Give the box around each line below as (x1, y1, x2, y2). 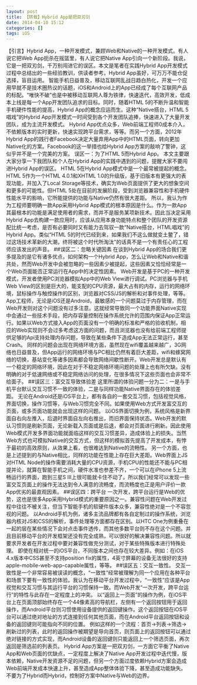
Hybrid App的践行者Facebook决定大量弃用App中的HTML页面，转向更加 (6, 136, 180, 143)
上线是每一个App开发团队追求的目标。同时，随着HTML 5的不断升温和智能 (11, 99, 189, 106)
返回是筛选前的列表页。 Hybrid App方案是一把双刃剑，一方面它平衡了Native (6, 643, 189, 650)
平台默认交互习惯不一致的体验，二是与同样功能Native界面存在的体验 (11, 386, 176, 393)
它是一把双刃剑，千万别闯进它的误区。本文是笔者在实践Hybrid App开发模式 (6, 62, 188, 69)
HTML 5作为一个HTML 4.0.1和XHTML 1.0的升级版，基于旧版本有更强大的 (6, 172, 182, 179)
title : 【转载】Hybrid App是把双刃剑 (6, 14, 90, 20)
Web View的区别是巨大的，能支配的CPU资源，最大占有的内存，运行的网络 (6, 283, 185, 290)
